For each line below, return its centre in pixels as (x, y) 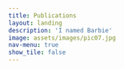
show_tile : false (37, 52)
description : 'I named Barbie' (60, 30)
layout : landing (35, 23)
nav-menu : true (34, 45)
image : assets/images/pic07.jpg (62, 38)
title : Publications (43, 15)
